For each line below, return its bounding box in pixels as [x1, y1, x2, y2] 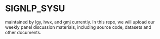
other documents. [5, 29, 41, 35]
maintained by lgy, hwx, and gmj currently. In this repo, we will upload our [5, 19, 155, 25]
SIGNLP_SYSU [5, 3, 65, 14]
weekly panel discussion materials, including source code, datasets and [5, 24, 152, 30]
